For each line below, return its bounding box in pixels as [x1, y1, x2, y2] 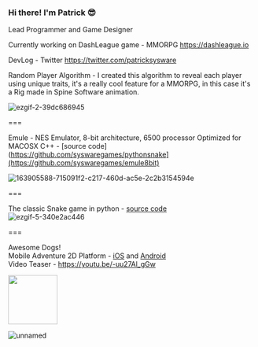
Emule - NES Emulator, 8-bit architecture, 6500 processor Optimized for [8, 133, 241, 142]
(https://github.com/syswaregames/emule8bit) [8, 158, 160, 168]
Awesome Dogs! [8, 243, 61, 253]
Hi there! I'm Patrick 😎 [8, 7, 96, 18]
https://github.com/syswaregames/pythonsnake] [10, 150, 169, 160]
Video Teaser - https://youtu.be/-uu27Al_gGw [8, 260, 156, 269]
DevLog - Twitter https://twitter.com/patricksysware [8, 55, 177, 65]
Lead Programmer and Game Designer [8, 25, 134, 35]
